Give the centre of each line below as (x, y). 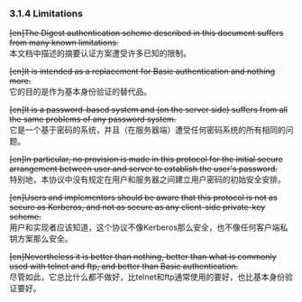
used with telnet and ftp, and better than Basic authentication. (124, 266)
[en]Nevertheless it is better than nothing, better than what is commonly (143, 257)
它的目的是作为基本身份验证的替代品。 (80, 92)
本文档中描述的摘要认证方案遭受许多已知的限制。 (100, 53)
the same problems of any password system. (93, 119)
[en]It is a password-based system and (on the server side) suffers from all (149, 110)
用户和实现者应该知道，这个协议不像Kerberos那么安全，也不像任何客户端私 (149, 227)
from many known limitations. (64, 42)
